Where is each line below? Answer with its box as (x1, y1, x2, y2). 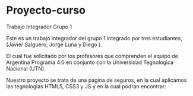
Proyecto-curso (6, 4, 86, 17)
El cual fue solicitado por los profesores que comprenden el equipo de (6, 52, 178, 59)
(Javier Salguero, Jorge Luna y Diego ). (6, 41, 102, 48)
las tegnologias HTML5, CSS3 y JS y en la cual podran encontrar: (6, 82, 166, 89)
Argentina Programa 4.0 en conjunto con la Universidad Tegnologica (6, 59, 174, 66)
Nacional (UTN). (6, 65, 46, 72)
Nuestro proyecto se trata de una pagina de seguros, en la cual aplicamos (6, 76, 187, 84)
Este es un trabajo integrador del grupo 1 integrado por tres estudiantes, (6, 34, 182, 41)
